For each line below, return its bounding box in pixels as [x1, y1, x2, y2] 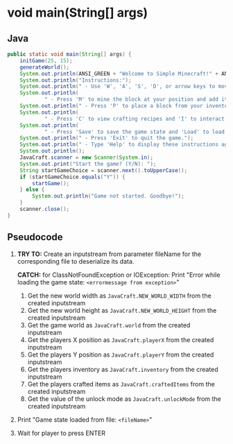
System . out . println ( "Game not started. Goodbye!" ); [32, 193, 185, 200]
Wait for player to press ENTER [17, 429, 106, 437]
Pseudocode [7, 231, 64, 244]
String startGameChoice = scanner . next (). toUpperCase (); [19, 166, 188, 174]
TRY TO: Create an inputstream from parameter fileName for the [17, 250, 202, 258]
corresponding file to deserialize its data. [17, 257, 135, 265]
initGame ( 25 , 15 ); [19, 57, 73, 64]
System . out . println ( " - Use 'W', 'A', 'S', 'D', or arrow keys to [19, 83, 216, 90]
